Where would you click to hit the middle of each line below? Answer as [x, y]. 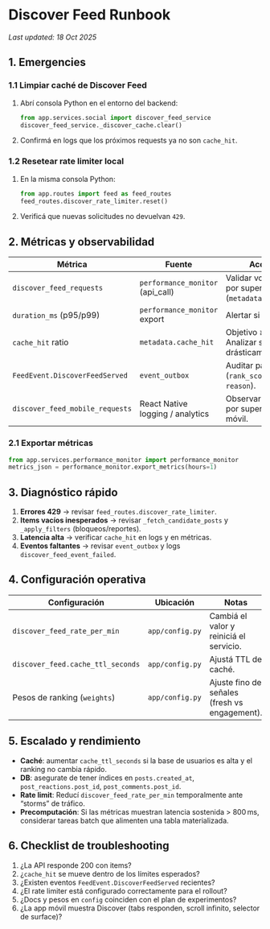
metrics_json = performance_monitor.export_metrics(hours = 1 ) [113, 467]
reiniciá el [227, 636]
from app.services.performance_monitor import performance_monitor [124, 460]
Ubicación [175, 602]
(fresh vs [226, 702]
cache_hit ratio [41, 342]
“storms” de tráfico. [53, 803]
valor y [222, 626]
